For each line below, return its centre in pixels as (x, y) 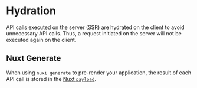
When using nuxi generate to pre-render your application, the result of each (99, 73)
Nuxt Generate (34, 58)
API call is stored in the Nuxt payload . (51, 79)
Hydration (31, 11)
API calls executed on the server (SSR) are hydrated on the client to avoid (95, 27)
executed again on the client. (41, 40)
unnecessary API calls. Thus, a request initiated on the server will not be (94, 33)
